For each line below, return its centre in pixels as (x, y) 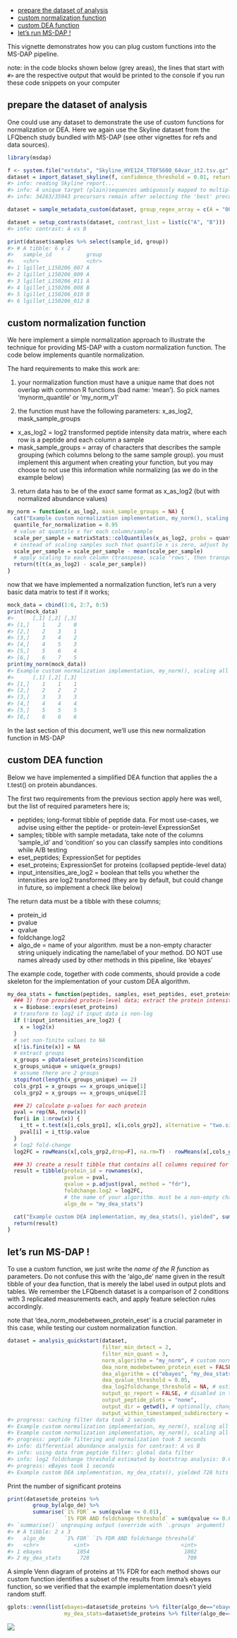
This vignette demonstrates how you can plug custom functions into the (112, 46)
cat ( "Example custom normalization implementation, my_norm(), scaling (121, 519)
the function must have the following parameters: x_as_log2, (105, 411)
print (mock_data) (33, 612)
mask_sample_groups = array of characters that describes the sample (119, 447)
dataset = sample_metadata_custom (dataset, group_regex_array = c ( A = (113, 210)
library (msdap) (30, 157)
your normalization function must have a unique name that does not (116, 382)
